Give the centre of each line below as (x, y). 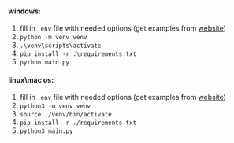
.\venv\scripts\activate (60, 46)
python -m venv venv (53, 38)
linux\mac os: (31, 79)
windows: (25, 11)
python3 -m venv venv (55, 106)
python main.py (45, 63)
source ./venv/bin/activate (65, 115)
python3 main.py (46, 131)
